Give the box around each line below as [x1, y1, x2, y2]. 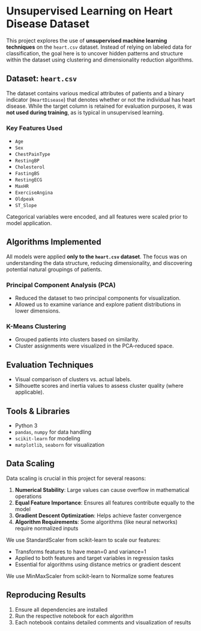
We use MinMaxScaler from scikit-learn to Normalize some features [6, 572, 174, 579]
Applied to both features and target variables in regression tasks [14, 554, 174, 561]
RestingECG [14, 177, 43, 183]
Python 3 [14, 422, 38, 429]
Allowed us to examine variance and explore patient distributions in [14, 301, 181, 308]
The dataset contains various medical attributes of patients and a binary [6, 89, 184, 97]
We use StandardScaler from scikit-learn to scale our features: [6, 536, 161, 543]
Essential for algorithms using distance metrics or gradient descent [14, 561, 181, 568]
